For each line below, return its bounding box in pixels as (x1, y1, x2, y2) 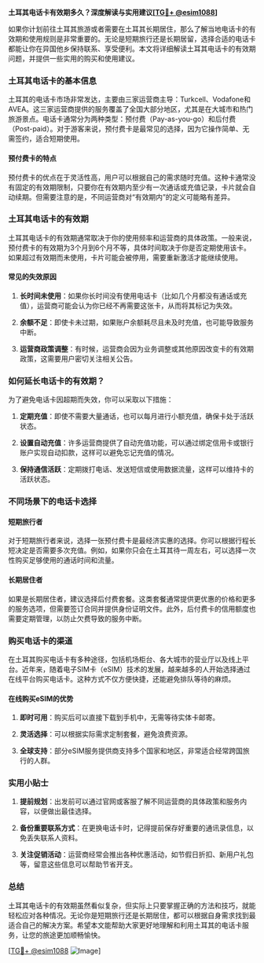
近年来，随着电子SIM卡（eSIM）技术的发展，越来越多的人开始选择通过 (21, 664, 251, 674)
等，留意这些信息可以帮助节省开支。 (19, 860, 137, 869)
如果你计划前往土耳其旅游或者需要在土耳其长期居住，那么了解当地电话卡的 (8, 24, 249, 34)
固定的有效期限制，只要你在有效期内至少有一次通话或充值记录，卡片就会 (14, 182, 249, 192)
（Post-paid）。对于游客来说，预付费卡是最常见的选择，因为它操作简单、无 (8, 124, 250, 134)
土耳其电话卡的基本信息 (8, 75, 97, 86)
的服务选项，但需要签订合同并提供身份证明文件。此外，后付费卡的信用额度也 (8, 604, 256, 613)
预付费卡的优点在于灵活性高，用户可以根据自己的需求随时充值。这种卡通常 (8, 172, 249, 182)
